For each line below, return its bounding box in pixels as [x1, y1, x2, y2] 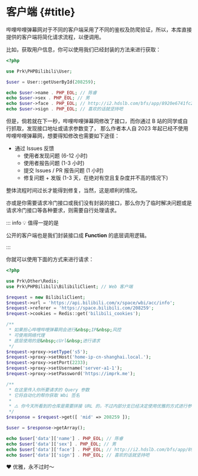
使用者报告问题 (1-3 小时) [23, 160, 85, 167]
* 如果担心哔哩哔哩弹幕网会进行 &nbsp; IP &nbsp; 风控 [8, 327, 121, 333]
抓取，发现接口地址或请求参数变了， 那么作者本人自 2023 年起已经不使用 [11, 125, 189, 132]
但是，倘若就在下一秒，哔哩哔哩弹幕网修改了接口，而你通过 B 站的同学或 [6, 117, 183, 124]
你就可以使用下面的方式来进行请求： [6, 256, 94, 263]
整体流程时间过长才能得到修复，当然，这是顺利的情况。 [6, 187, 140, 194]
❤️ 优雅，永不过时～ [6, 464, 55, 471]
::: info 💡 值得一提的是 [6, 219, 59, 226]
